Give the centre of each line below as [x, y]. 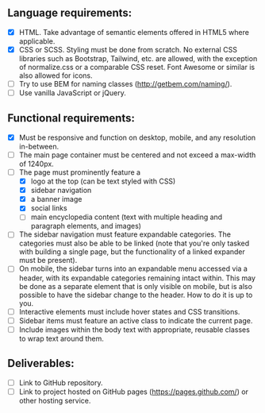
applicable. [37, 41]
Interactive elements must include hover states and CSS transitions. [129, 311]
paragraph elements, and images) [86, 226]
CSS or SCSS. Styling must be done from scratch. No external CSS [128, 49]
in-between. [39, 146]
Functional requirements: [71, 118]
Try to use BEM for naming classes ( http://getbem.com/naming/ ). [125, 83]
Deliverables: [41, 363]
